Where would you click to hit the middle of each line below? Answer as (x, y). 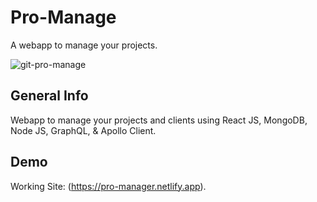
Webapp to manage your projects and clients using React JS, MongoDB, (159, 120)
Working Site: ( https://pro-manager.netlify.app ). (108, 186)
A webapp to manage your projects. (84, 45)
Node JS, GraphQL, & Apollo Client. (83, 130)
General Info (49, 96)
